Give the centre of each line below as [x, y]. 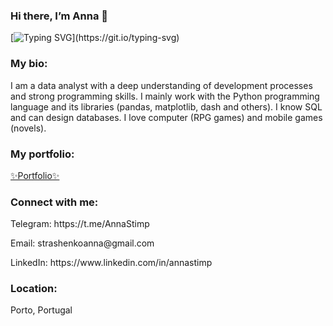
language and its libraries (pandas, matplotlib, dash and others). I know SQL [166, 106]
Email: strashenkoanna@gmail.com [82, 243]
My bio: [29, 64]
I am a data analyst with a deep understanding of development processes [161, 85]
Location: [34, 289]
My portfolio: [42, 154]
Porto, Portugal [41, 310]
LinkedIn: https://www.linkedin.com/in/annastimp [111, 263]
